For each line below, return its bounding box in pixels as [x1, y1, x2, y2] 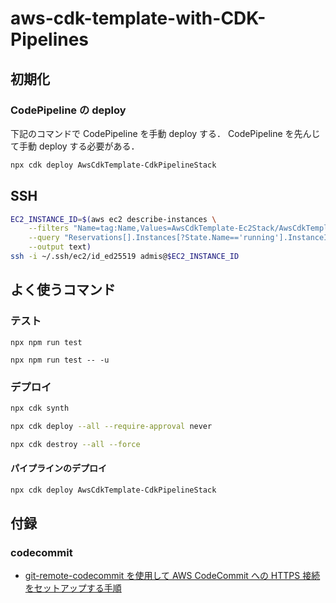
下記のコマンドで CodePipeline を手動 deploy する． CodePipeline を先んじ [10, 127, 321, 139]
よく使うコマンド [10, 282, 116, 299]
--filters [28, 223, 70, 234]
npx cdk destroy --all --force [10, 439, 141, 449]
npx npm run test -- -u [10, 355, 110, 365]
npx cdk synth [10, 403, 70, 413]
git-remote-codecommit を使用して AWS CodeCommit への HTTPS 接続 [24, 570, 321, 582]
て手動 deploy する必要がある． [10, 140, 140, 152]
